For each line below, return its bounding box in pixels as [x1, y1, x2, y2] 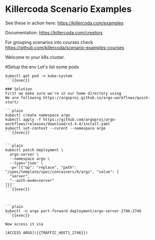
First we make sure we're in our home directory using [5, 91, 122, 96]
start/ [5, 100, 19, 105]
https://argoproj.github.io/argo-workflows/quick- [43, 95, 151, 100]
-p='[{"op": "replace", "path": [9, 165, 77, 170]
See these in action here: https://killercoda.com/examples [5, 20, 124, 26]
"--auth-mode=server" [9, 178, 55, 183]
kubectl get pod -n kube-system [5, 73, 72, 78]
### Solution [5, 86, 32, 92]
